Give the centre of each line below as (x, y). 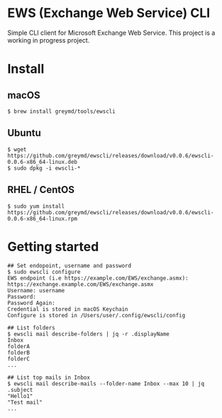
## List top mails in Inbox (49, 378)
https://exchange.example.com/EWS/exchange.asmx (81, 284)
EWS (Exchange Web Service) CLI (109, 13)
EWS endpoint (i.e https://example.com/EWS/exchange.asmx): (98, 278)
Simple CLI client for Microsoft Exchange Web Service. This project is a (111, 33)
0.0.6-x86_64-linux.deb (43, 162)
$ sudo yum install (36, 206)
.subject (20, 390)
